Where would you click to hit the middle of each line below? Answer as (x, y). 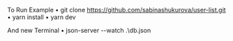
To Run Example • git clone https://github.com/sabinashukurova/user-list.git (116, 10)
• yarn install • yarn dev (42, 17)
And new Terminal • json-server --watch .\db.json (79, 30)
